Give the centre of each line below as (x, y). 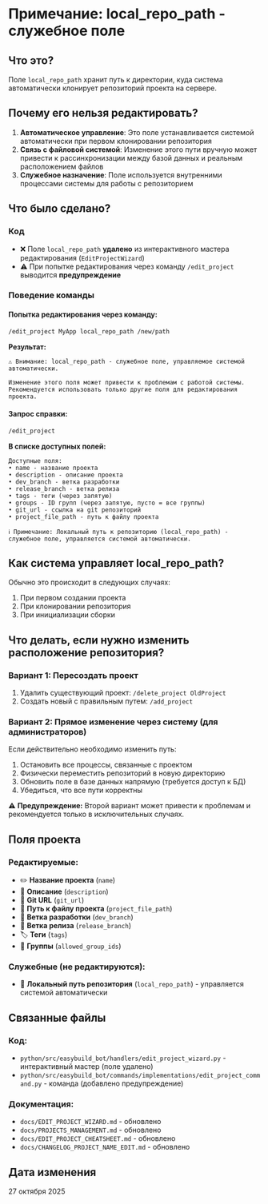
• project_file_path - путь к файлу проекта (84, 516)
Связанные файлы (57, 1017)
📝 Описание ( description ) (64, 891)
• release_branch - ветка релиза (64, 488)
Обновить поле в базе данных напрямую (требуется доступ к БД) (133, 782)
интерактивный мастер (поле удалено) (86, 1066)
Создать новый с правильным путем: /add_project (106, 701)
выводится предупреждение (70, 275)
